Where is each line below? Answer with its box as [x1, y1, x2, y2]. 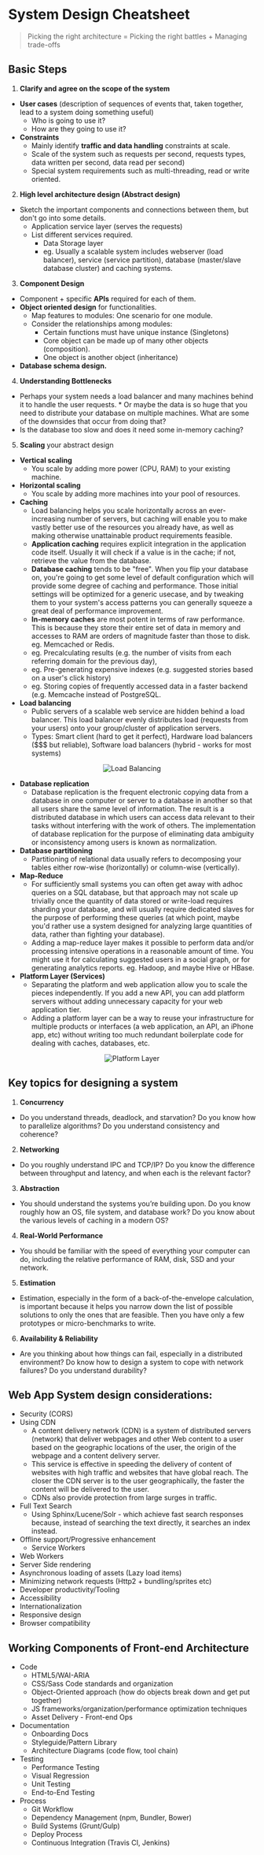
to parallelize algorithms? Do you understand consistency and [19, 1121, 220, 1130]
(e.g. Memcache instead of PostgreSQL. [31, 689, 161, 699]
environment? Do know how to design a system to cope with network [19, 1357, 244, 1367]
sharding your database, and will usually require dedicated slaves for [31, 904, 255, 914]
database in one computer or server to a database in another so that [31, 796, 253, 805]
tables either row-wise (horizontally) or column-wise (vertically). [31, 863, 240, 872]
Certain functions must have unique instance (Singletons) [42, 327, 229, 336]
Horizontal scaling [19, 480, 81, 490]
